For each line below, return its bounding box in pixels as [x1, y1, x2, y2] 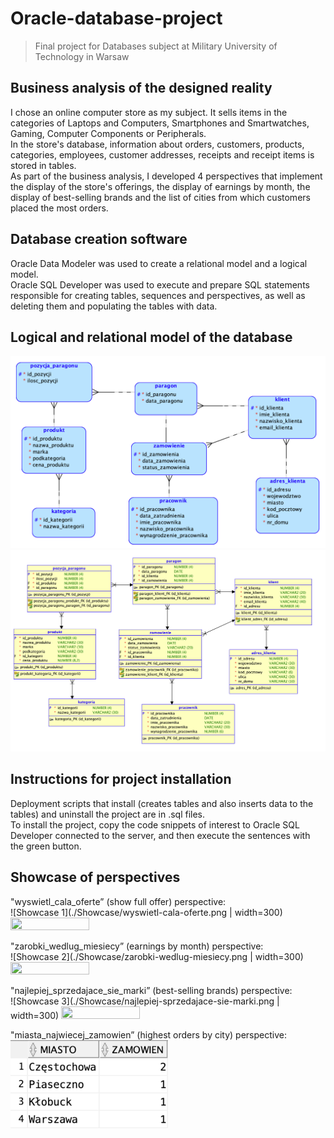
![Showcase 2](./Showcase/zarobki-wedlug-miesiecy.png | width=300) [10, 950, 304, 962]
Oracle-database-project [10, 7, 223, 30]
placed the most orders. [10, 202, 109, 214]
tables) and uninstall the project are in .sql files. [10, 808, 206, 820]
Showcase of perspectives [10, 869, 181, 886]
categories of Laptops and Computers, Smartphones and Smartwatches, [10, 117, 310, 129]
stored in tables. [10, 159, 77, 171]
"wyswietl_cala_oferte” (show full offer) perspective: [10, 895, 227, 907]
